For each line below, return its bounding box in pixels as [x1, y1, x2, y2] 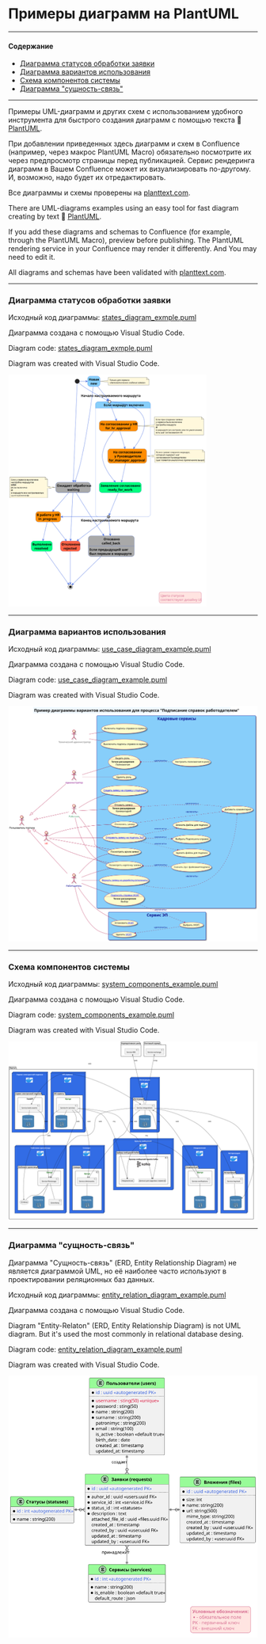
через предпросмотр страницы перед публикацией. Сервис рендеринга [8, 156, 255, 166]
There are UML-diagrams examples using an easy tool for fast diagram [8, 204, 239, 213]
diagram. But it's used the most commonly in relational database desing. [8, 1329, 244, 1338]
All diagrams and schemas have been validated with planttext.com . [8, 268, 227, 277]
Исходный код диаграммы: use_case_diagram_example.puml [8, 644, 211, 653]
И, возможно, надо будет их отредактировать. [8, 173, 166, 182]
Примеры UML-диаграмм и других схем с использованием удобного [8, 107, 243, 116]
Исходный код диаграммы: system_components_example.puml [8, 980, 218, 989]
